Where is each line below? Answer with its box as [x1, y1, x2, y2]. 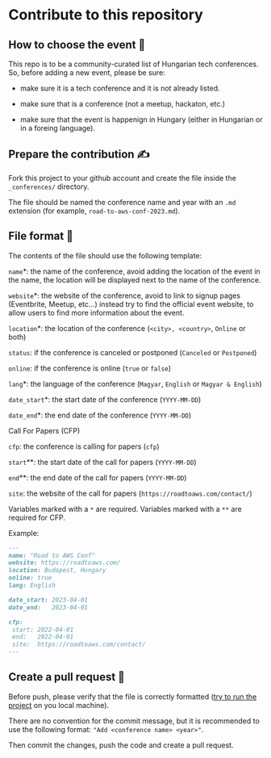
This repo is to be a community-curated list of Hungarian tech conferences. [8, 59, 260, 69]
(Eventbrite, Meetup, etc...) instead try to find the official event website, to [8, 299, 254, 308]
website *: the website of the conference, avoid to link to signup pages [8, 291, 240, 300]
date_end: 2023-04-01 [8, 603, 89, 611]
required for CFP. [8, 513, 66, 522]
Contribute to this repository [8, 6, 203, 24]
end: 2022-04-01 [11, 633, 74, 641]
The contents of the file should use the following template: [8, 250, 202, 260]
